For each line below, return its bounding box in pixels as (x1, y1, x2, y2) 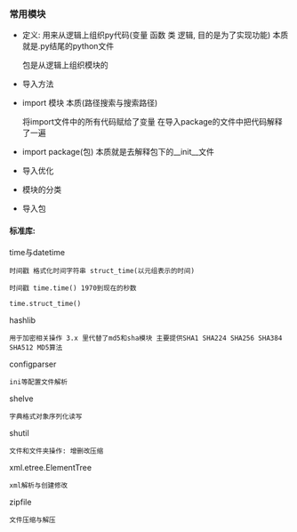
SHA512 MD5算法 (9, 343, 63, 352)
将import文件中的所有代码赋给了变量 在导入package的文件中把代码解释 (21, 117, 283, 127)
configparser (9, 359, 57, 369)
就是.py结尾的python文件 (21, 41, 114, 52)
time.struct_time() (9, 299, 82, 308)
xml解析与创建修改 (9, 480, 68, 490)
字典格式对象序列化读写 (9, 412, 83, 421)
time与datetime (9, 246, 65, 257)
